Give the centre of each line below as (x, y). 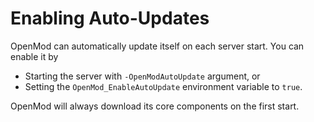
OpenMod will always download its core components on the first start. (155, 106)
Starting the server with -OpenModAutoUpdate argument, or (142, 76)
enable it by (34, 56)
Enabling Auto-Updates (110, 18)
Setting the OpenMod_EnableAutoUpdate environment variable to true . (163, 86)
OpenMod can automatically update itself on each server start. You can (157, 46)
